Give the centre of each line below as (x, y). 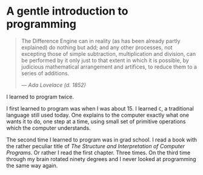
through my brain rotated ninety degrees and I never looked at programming (101, 159)
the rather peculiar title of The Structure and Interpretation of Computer (95, 146)
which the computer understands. (48, 128)
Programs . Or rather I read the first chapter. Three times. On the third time (98, 153)
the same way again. (32, 165)
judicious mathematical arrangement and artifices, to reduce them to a (109, 67)
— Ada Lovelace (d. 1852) (53, 85)
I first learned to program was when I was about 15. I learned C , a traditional (100, 108)
